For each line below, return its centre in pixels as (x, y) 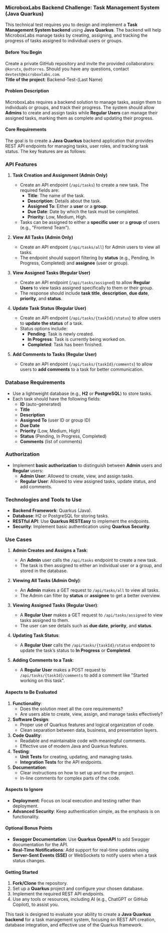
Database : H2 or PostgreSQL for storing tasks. (61, 516)
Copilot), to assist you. (36, 904)
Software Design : (31, 719)
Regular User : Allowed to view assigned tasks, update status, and (88, 481)
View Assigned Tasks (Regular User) (51, 273)
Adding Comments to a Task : (43, 660)
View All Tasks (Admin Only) (43, 237)
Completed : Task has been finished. (65, 345)
